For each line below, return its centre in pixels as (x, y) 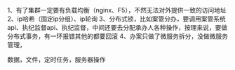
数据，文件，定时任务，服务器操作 (56, 60)
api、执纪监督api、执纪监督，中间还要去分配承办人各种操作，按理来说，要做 (117, 27)
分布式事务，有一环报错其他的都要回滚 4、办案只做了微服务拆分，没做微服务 (117, 36)
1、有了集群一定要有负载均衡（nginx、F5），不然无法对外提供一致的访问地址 (117, 10)
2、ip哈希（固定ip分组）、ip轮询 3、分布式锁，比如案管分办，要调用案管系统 (117, 19)
